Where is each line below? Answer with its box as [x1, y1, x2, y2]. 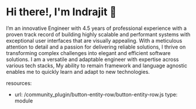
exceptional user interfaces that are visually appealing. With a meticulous [6, 37, 183, 44]
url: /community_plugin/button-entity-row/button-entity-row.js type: [14, 91, 178, 98]
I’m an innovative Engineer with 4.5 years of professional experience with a [6, 25, 187, 32]
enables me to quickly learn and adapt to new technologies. [6, 68, 150, 75]
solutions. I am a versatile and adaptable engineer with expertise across [6, 56, 179, 63]
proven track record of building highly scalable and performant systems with [6, 30, 191, 38]
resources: [6, 79, 32, 87]
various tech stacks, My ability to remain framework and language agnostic [6, 62, 187, 69]
